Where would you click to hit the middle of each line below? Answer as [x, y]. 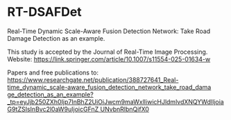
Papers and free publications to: [53, 72]
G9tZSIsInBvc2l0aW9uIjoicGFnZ [53, 109]
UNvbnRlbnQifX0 [125, 109]
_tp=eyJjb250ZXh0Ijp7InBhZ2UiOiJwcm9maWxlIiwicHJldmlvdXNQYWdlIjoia [115, 101]
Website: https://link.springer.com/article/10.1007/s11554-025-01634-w [109, 59]
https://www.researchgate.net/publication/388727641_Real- [93, 79]
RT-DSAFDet [44, 12]
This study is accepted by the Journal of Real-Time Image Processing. [108, 52]
